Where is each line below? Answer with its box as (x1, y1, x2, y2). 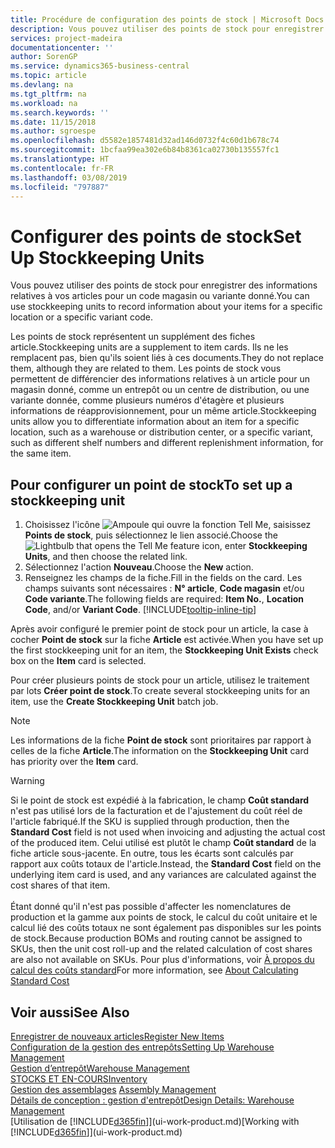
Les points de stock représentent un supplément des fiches (10, 331, 256, 343)
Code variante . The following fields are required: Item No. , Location (24, 593, 304, 605)
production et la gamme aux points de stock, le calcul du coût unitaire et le (10, 911, 318, 923)
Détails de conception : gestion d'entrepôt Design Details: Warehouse (10, 1094, 295, 1106)
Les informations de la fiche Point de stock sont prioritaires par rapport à (10, 734, 312, 746)
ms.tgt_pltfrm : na (10, 89, 87, 99)
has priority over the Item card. (10, 756, 139, 768)
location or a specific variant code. (10, 311, 154, 323)
